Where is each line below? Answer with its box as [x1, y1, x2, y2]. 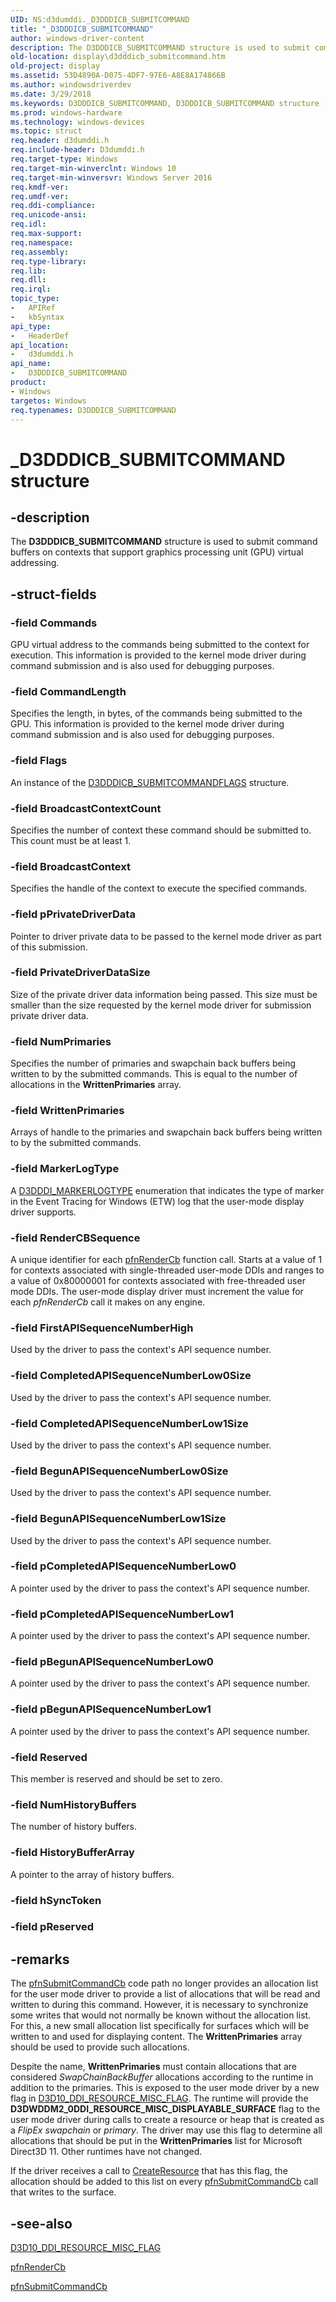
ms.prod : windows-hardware [10, 107, 123, 118]
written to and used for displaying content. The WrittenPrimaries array [10, 2031, 303, 2043]
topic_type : [10, 294, 60, 304]
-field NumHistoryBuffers [10, 1797, 137, 1811]
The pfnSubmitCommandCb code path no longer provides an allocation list [10, 1977, 319, 1990]
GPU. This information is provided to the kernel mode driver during [10, 718, 285, 730]
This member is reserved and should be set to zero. [10, 1773, 223, 1785]
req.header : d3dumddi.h [10, 136, 110, 146]
